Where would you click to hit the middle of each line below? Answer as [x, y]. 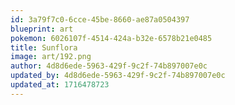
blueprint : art [42, 29]
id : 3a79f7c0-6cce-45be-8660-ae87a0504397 [100, 19]
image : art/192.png [51, 57]
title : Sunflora [44, 47]
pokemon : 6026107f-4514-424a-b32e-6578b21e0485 [111, 38]
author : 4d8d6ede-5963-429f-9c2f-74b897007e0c [109, 66]
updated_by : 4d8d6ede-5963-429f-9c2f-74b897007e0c [118, 76]
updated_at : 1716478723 [60, 85]
